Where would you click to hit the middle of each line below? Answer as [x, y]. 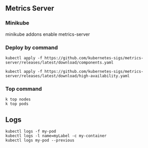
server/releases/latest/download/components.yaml [60, 62]
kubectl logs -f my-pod [31, 132]
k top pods [17, 104]
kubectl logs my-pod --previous [40, 140]
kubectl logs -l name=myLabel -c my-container [56, 136]
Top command [24, 89]
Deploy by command [32, 47]
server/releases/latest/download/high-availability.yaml [68, 76]
